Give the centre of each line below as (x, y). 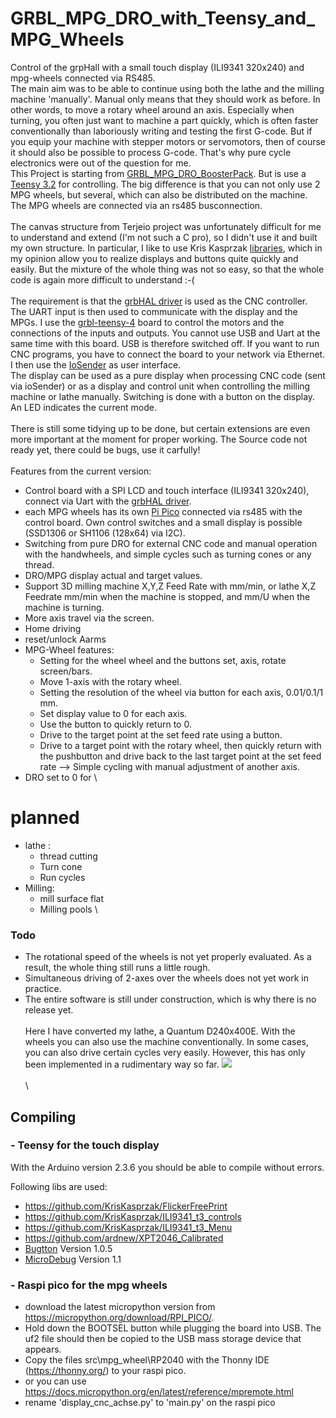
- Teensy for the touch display (85, 1145)
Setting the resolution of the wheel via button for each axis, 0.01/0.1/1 (181, 692)
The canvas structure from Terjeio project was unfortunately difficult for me (166, 226)
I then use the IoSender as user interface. (96, 364)
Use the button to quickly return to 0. (115, 724)
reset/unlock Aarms (65, 639)
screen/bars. (66, 671)
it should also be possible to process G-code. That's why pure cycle (151, 152)
